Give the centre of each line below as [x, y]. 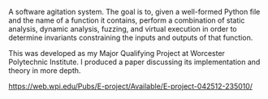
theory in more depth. [45, 71]
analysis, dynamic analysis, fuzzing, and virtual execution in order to [123, 29]
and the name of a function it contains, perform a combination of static [127, 20]
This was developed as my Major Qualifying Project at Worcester [117, 53]
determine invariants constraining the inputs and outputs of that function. [131, 37]
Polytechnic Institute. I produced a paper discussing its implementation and [134, 62]
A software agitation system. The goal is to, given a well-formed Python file [134, 12]
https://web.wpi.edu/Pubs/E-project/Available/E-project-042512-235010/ [131, 86]
